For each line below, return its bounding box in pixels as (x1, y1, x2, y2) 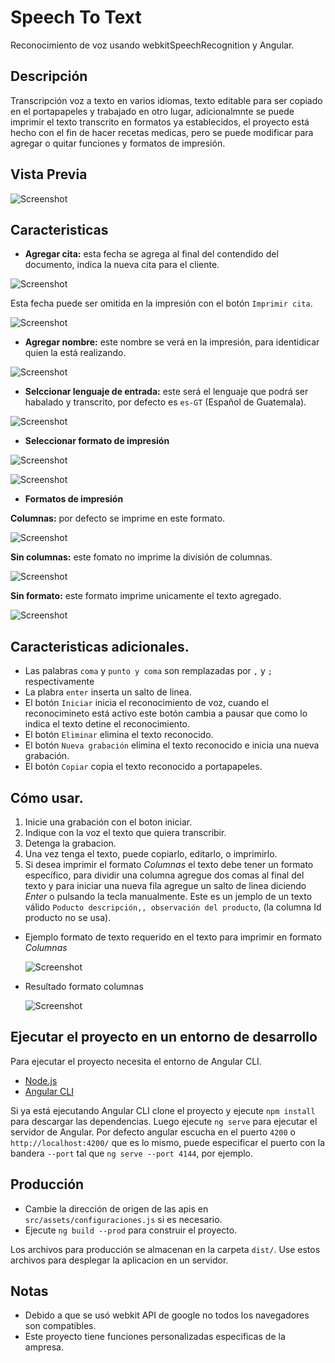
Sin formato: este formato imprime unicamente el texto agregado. (10, 590, 282, 602)
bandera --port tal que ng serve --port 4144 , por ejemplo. (10, 1147, 254, 1159)
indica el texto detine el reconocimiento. (24, 718, 191, 730)
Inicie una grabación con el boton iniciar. (24, 816, 193, 828)
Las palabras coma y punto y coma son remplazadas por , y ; (24, 665, 273, 677)
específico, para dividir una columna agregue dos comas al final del (24, 869, 305, 881)
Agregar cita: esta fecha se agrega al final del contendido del (24, 248, 279, 260)
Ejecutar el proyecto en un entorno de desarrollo (10, 1029, 318, 1046)
